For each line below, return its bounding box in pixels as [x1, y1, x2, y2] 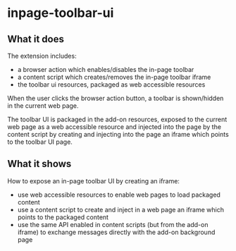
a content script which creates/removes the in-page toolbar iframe [17, 73, 211, 81]
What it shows [7, 158, 72, 170]
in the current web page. [7, 102, 79, 110]
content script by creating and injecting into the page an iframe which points [7, 130, 229, 138]
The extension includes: [7, 51, 77, 60]
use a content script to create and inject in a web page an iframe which [17, 205, 224, 214]
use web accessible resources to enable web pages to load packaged [17, 190, 221, 199]
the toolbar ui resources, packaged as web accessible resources [17, 80, 206, 89]
